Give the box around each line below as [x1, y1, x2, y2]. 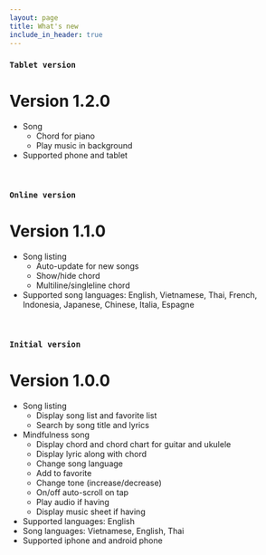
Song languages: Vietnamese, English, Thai [22, 525, 185, 536]
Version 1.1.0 [9, 221, 107, 242]
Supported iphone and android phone [22, 535, 163, 546]
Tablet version [9, 60, 77, 71]
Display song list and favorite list [35, 409, 157, 421]
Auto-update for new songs [35, 261, 139, 272]
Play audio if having [35, 496, 110, 507]
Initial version [9, 340, 81, 349]
